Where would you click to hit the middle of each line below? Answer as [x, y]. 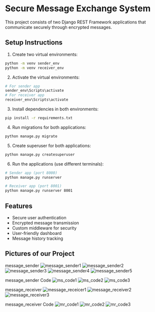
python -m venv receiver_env [34, 68]
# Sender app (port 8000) [31, 173]
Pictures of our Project [40, 254]
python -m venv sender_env [32, 63]
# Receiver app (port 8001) [34, 186]
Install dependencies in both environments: [55, 109]
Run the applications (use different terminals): [58, 164]
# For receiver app [25, 95]
